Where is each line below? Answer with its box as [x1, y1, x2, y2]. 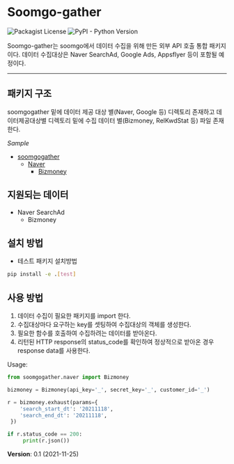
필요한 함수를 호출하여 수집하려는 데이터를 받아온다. [17, 329, 157, 337]
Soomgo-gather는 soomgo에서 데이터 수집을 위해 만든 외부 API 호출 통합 [7, 41, 208, 49]
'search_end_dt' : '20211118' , [19, 412, 108, 419]
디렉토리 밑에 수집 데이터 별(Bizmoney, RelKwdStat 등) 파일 [48, 116, 212, 125]
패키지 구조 [7, 88, 52, 99]
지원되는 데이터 [7, 189, 69, 201]
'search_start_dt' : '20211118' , [19, 405, 114, 413]
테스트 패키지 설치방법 [17, 257, 78, 265]
